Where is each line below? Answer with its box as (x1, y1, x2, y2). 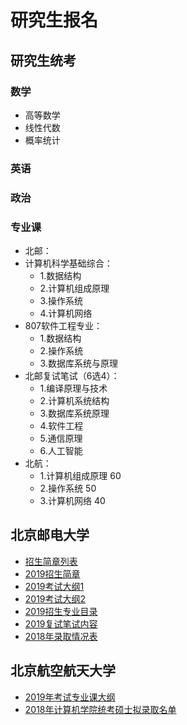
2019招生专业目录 (24, 605, 98, 617)
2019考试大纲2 (24, 592, 87, 605)
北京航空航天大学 (10, 662, 116, 680)
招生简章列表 (24, 555, 78, 567)
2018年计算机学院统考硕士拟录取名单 (24, 703, 177, 715)
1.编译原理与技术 (39, 382, 108, 395)
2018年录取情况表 (24, 630, 98, 642)
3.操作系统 (39, 295, 83, 307)
